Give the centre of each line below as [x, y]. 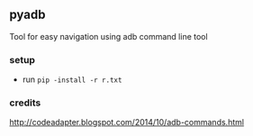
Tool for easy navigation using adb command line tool [109, 36]
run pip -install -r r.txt [72, 79]
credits [25, 103]
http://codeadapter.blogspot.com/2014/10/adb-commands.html [127, 122]
